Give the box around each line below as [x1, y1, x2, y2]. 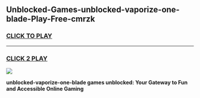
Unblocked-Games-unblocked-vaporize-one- [6, 5, 180, 15]
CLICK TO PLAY [6, 32, 52, 40]
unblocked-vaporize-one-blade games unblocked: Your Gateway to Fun [6, 78, 188, 86]
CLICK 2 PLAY [6, 54, 48, 62]
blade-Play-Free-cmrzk [6, 14, 95, 24]
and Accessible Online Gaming [6, 85, 84, 92]
